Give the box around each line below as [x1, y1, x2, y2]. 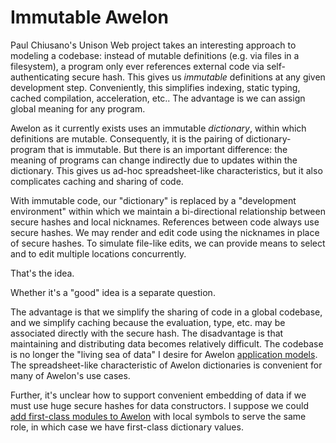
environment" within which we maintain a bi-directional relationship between [10, 205, 326, 217]
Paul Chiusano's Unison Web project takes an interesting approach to [10, 39, 297, 51]
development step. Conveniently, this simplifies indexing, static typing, [10, 81, 301, 93]
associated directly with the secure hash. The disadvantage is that [10, 327, 284, 339]
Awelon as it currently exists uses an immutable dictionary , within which [10, 122, 307, 134]
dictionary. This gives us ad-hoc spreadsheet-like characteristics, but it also [10, 164, 323, 176]
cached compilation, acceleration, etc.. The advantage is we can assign [10, 92, 306, 104]
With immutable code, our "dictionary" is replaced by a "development [10, 194, 297, 206]
